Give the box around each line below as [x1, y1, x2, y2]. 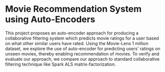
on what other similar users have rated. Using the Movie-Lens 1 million [5, 40, 149, 46]
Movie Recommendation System [5, 3, 142, 15]
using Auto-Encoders [5, 14, 96, 25]
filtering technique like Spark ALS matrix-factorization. [5, 61, 116, 67]
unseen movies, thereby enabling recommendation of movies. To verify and [5, 50, 160, 57]
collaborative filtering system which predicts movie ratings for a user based [5, 35, 160, 41]
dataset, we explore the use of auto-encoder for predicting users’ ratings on [5, 46, 161, 51]
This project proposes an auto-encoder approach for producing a [5, 30, 139, 36]
